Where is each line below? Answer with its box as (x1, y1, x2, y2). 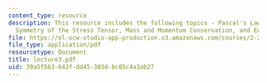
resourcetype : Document (8, 48, 87, 56)
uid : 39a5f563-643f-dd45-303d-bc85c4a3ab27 (8, 63, 155, 71)
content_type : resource (8, 11, 87, 20)
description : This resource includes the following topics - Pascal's (8, 19, 247, 27)
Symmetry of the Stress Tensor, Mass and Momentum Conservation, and (15, 26, 250, 34)
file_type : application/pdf (8, 41, 102, 49)
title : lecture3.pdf (8, 56, 77, 64)
